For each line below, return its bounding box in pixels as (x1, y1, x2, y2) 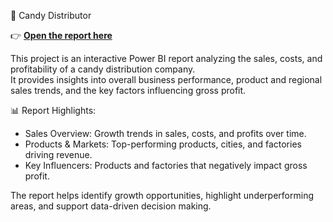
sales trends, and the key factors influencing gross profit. (10, 85, 247, 96)
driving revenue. (24, 149, 93, 160)
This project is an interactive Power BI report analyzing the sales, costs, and (10, 53, 323, 64)
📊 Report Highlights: (10, 105, 97, 116)
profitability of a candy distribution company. (10, 63, 196, 75)
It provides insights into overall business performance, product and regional (10, 74, 323, 85)
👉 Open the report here (10, 30, 113, 41)
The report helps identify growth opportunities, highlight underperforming (10, 190, 314, 201)
